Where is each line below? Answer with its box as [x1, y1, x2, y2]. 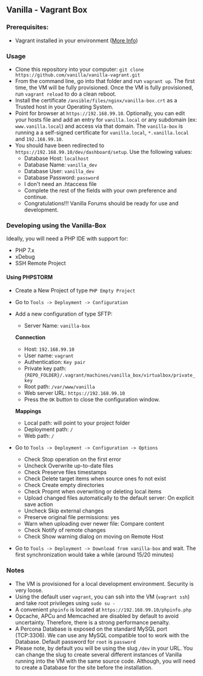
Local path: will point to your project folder [24, 419, 130, 426]
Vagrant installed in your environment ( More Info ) [15, 36, 138, 44]
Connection [15, 334, 45, 341]
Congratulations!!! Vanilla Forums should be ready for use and [24, 199, 179, 207]
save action [24, 501, 53, 508]
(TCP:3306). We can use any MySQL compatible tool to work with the [15, 631, 189, 638]
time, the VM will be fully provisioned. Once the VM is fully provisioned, [15, 84, 194, 91]
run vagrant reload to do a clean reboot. [15, 90, 117, 98]
